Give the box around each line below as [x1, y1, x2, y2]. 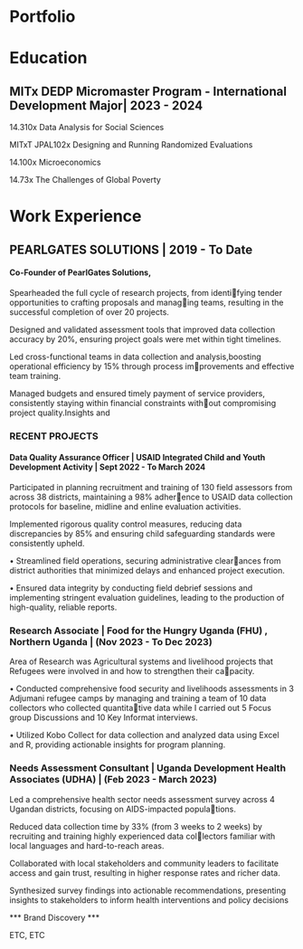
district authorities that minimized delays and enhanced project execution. [9, 565, 285, 576]
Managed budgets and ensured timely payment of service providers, [9, 387, 265, 399]
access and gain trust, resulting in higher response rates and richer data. [9, 867, 280, 878]
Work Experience [9, 206, 142, 227]
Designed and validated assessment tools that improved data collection [9, 324, 276, 335]
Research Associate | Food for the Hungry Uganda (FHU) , [9, 624, 269, 637]
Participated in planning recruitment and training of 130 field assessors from [9, 482, 293, 493]
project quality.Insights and [9, 407, 110, 418]
